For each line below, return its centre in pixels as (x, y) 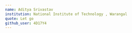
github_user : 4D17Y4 (26, 23)
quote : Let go (19, 18)
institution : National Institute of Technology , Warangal (66, 14)
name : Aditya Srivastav (29, 9)
